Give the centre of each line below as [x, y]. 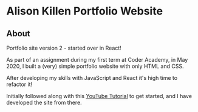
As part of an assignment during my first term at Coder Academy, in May [97, 60]
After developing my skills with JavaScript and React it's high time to [92, 78]
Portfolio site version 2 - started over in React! [64, 48]
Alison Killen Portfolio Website [84, 11]
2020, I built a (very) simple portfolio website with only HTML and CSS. [95, 66]
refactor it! [19, 84]
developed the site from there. [44, 102]
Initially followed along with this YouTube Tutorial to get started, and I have [99, 96]
